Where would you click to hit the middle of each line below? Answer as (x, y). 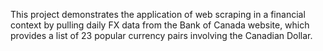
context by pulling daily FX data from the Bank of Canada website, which (160, 25)
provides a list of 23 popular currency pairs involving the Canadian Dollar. (161, 35)
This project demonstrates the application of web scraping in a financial (158, 14)
